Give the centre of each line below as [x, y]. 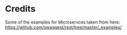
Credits [20, 9]
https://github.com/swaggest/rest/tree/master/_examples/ [63, 27]
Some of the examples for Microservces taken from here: [63, 22]
